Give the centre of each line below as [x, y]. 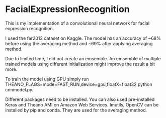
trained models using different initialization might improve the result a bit [80, 64]
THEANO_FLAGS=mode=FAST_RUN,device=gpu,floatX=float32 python [79, 84]
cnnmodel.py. [19, 89]
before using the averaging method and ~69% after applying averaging [79, 43]
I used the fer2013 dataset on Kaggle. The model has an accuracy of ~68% [83, 38]
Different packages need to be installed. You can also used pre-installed [80, 99]
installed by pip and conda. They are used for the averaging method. [76, 110]
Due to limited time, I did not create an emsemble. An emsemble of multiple [83, 58]
